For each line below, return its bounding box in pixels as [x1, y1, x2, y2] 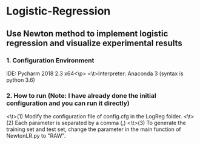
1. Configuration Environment [6, 56, 95, 64]
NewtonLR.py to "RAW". [6, 132, 66, 140]
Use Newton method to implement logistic [6, 29, 168, 39]
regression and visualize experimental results [6, 38, 183, 48]
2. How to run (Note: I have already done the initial [6, 91, 156, 99]
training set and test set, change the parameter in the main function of [6, 126, 182, 133]
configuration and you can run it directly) [6, 99, 130, 107]
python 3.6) [6, 76, 35, 83]
